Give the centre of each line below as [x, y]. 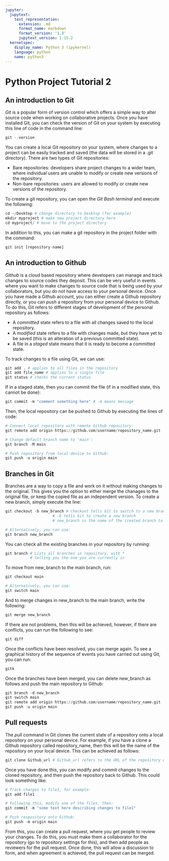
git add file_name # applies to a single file [55, 373]
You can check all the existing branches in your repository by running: [78, 544]
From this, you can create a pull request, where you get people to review [80, 831]
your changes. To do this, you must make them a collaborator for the [76, 837]
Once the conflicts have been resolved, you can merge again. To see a [78, 649]
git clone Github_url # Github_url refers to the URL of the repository [83, 760]
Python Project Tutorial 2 [58, 82]
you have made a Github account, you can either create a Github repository [83, 296]
